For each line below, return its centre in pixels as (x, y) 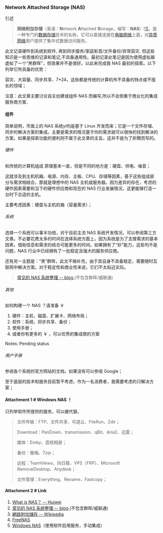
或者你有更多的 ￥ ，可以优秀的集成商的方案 (56, 334)
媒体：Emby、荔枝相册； (42, 442)
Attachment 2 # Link (26, 491)
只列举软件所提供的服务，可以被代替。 (43, 411)
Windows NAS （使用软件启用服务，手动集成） (58, 525)
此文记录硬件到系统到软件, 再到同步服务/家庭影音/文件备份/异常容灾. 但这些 (80, 51)
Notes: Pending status (27, 344)
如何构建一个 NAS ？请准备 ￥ (35, 306)
